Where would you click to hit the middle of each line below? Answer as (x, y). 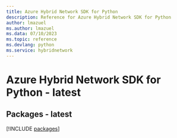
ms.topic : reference (32, 39)
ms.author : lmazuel (30, 28)
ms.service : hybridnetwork (39, 51)
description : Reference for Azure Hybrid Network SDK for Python (88, 17)
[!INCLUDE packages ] (33, 128)
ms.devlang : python (30, 45)
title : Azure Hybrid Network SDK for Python (62, 12)
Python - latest (44, 92)
